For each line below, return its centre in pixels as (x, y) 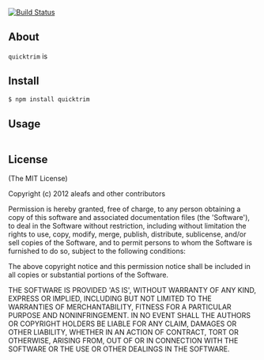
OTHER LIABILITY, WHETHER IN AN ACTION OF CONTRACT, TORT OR (123, 332)
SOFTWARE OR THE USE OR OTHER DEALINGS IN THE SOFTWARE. (119, 349)
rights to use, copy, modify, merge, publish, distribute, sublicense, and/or (127, 234)
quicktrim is (28, 56)
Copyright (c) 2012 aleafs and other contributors (87, 194)
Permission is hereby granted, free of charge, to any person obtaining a (124, 209)
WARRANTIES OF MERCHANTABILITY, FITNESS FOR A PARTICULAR (120, 307)
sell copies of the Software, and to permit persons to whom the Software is (130, 243)
